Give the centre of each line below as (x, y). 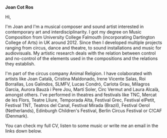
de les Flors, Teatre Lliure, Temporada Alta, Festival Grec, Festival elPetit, (80, 100)
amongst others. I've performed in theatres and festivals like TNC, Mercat (81, 95)
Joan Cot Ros (19, 7)
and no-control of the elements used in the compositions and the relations (81, 58)
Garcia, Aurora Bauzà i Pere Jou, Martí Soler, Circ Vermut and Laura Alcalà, (82, 89)
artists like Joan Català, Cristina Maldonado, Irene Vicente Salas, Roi (75, 79)
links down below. (24, 131)
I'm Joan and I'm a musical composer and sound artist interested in (74, 26)
